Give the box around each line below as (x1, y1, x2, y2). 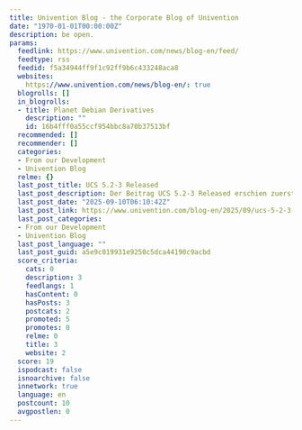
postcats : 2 (25, 306, 70, 316)
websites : (17, 72, 54, 81)
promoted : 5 (25, 315, 70, 325)
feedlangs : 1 (25, 281, 75, 290)
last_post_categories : (17, 214, 102, 224)
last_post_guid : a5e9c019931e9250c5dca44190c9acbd (17, 248, 211, 257)
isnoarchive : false (17, 373, 91, 383)
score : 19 (17, 357, 54, 366)
